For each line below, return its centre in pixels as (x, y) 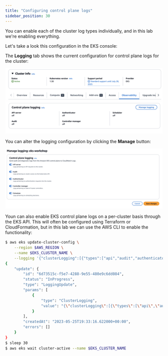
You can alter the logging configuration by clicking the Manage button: (78, 142)
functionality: (19, 232)
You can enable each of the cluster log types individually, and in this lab (79, 31)
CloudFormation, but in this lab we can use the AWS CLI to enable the (77, 227)
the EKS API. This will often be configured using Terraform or (68, 222)
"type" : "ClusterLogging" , (69, 301)
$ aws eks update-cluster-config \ (42, 243)
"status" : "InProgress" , (49, 279)
